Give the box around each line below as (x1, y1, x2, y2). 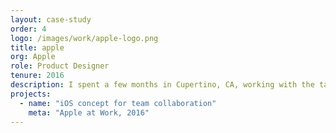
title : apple (10, 42, 65, 53)
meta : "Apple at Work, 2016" (28, 107, 150, 118)
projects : (10, 89, 52, 99)
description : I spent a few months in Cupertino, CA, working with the (10, 80, 315, 90)
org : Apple (10, 52, 56, 62)
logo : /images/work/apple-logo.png (10, 33, 159, 43)
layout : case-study (10, 14, 92, 25)
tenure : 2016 (10, 71, 65, 81)
